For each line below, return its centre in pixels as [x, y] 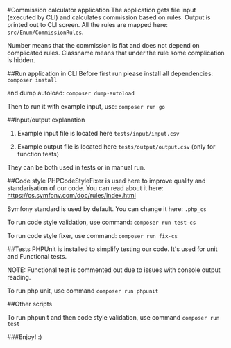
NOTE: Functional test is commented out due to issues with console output [114, 270]
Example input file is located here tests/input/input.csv [98, 133]
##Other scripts [30, 304]
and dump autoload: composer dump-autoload [71, 93]
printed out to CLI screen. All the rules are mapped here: [87, 25]
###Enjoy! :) [25, 337]
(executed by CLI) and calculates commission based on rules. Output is [109, 17]
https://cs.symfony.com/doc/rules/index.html [72, 195]
